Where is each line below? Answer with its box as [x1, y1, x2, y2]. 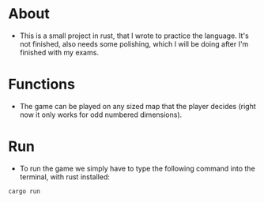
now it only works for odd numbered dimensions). [19, 110, 183, 119]
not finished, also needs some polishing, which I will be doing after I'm [19, 39, 249, 48]
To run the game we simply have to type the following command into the [19, 164, 255, 173]
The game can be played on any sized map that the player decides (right [19, 101, 257, 111]
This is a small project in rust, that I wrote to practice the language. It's [19, 31, 249, 40]
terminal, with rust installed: [19, 171, 111, 182]
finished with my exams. [19, 47, 99, 57]
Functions [8, 76, 75, 93]
